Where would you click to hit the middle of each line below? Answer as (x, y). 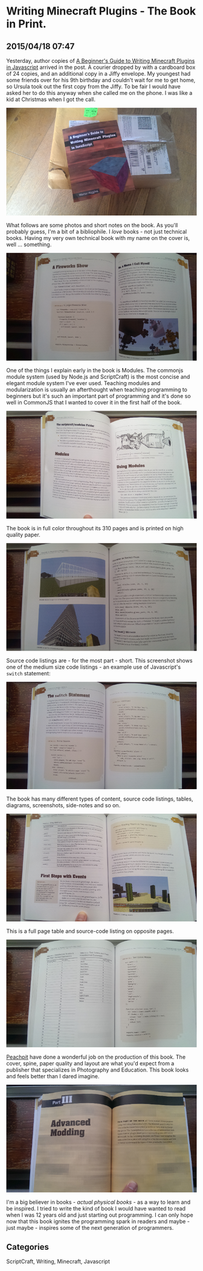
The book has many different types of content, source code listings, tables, (100, 799)
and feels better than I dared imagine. (53, 1076)
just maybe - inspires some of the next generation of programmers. (90, 1228)
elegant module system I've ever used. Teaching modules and (83, 383)
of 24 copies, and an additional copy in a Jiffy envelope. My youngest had (98, 73)
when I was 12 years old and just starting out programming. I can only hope (100, 1215)
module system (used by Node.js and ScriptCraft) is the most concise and (98, 377)
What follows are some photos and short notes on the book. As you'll (92, 225)
